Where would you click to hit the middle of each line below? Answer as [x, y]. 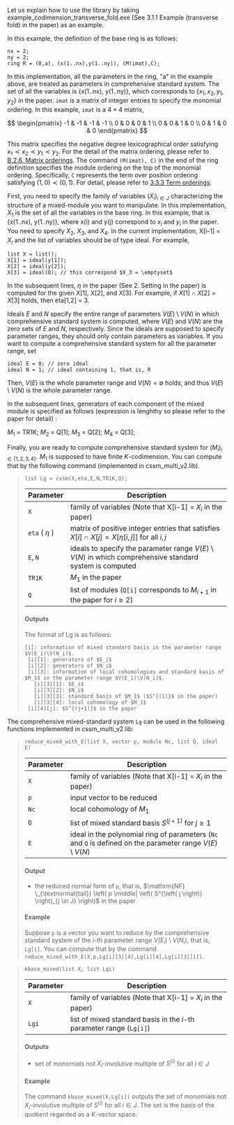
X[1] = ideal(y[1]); [37, 260]
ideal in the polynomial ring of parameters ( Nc [144, 834]
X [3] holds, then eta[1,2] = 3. [48, 300]
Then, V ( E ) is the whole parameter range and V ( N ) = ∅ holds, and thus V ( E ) [115, 383]
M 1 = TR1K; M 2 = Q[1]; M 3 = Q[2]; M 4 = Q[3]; [71, 433]
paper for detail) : [32, 419]
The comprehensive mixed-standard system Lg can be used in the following [116, 721]
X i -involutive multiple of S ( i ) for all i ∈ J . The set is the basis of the [119, 1105]
